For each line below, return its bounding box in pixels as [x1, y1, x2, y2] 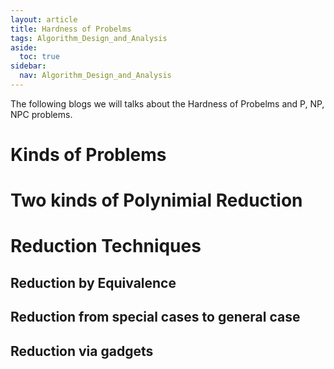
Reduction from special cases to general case [10, 309, 301, 326]
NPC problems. [10, 108, 73, 120]
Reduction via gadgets [10, 342, 154, 360]
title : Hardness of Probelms [10, 24, 132, 34]
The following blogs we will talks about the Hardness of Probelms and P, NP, [10, 97, 325, 110]
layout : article [10, 14, 78, 25]
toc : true [19, 52, 60, 62]
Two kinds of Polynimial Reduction [10, 189, 303, 212]
